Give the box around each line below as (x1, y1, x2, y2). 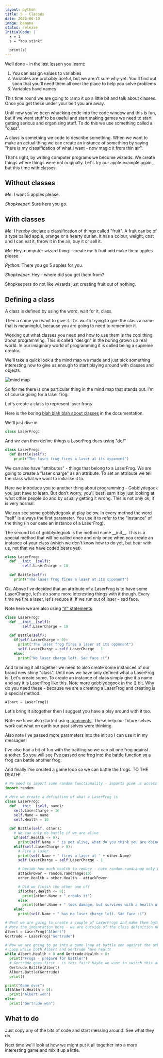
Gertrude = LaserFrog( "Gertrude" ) (5, 934, 75, 938)
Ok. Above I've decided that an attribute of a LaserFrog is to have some (5, 586, 148, 591)
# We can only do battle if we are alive (14, 831, 98, 836)
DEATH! (5, 772, 21, 778)
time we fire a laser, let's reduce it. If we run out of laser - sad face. (5, 596, 139, 602)
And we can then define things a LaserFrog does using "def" (5, 438, 126, 444)
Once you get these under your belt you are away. (5, 100, 105, 106)
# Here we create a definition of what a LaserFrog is (5, 795, 118, 799)
